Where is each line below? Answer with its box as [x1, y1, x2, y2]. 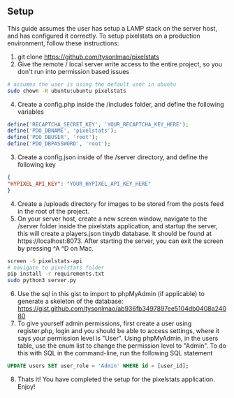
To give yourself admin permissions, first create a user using [17, 319, 192, 327]
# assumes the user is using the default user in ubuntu [7, 80, 177, 88]
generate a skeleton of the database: [17, 297, 124, 306]
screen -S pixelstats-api [7, 258, 82, 265]
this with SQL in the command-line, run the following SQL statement [17, 349, 213, 358]
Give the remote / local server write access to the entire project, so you [17, 59, 222, 68]
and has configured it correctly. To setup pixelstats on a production [7, 31, 200, 40]
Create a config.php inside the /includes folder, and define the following [17, 100, 225, 108]
